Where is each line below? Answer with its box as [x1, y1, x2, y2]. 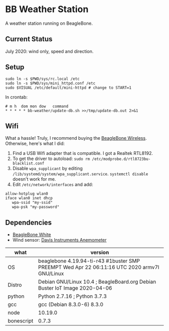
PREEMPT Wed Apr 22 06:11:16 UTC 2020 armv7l [38, 264, 159, 271]
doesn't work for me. [12, 176, 56, 182]
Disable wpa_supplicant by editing [12, 165, 83, 172]
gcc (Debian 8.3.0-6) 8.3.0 [38, 301, 104, 308]
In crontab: [5, 94, 28, 100]
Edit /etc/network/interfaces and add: [12, 182, 93, 188]
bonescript [8, 317, 34, 324]
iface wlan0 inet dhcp [5, 196, 53, 201]
